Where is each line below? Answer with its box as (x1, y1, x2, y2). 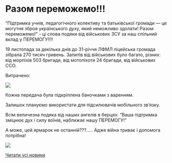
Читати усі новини (5, 152, 45, 158)
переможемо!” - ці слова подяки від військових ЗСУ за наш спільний (5, 31, 158, 37)
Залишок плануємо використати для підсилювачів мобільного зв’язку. (5, 102, 160, 108)
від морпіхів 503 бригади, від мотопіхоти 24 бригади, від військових (5, 57, 156, 63)
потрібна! (5, 132, 26, 138)
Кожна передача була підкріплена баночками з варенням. (5, 91, 134, 98)
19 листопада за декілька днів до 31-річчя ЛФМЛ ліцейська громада (5, 46, 156, 52)
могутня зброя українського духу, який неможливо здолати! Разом (5, 25, 154, 31)
